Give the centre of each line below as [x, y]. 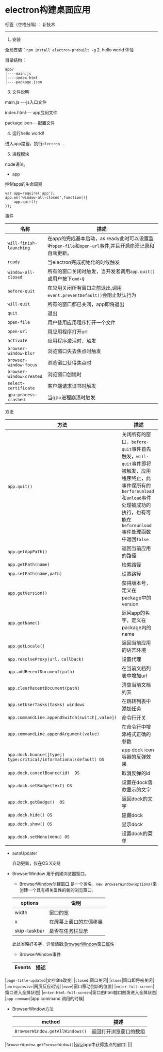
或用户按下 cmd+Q [66, 278]
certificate [21, 388]
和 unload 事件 [136, 498]
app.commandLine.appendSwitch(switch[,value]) [62, 717]
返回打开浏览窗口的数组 [118, 1032]
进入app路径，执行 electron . [35, 143]
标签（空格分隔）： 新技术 [30, 24]
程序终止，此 [136, 478]
